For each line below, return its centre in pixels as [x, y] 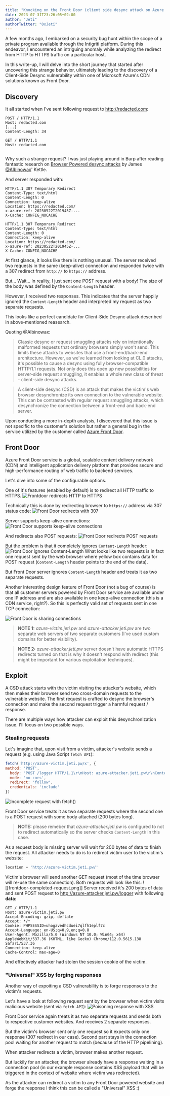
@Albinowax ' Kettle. [26, 170]
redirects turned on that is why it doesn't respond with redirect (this [88, 654]
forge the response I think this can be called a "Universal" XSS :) [72, 1088]
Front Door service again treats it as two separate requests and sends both [83, 1016]
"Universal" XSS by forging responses [53, 975]
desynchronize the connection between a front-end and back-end [87, 406]
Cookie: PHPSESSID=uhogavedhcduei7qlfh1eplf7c [55, 925]
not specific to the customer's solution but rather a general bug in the [78, 426]
